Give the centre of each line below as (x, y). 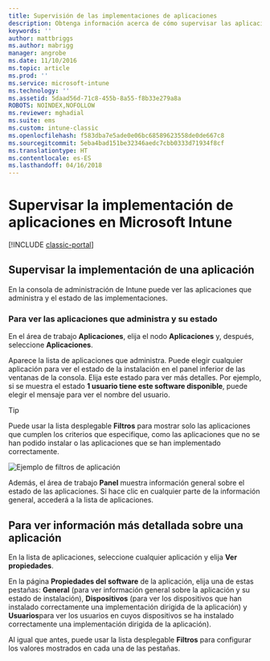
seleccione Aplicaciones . (51, 345)
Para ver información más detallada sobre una (126, 525)
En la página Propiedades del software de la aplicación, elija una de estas (131, 581)
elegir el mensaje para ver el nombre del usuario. (89, 395)
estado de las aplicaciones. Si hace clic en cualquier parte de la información (134, 491)
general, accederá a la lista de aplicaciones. (81, 500)
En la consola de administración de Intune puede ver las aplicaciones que (130, 289)
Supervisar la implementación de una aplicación (131, 270)
